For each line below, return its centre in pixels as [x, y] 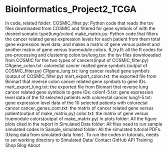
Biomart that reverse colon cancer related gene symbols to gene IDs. [76, 81]
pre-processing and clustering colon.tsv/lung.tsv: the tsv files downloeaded [83, 55]
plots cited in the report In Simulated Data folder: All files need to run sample [84, 124]
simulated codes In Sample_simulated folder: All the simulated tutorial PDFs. [83, 129]
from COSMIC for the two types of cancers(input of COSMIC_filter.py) [77, 60]
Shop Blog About [23, 145]
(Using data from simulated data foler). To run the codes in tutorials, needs [82, 134]
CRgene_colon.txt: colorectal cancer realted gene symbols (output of [76, 65]
